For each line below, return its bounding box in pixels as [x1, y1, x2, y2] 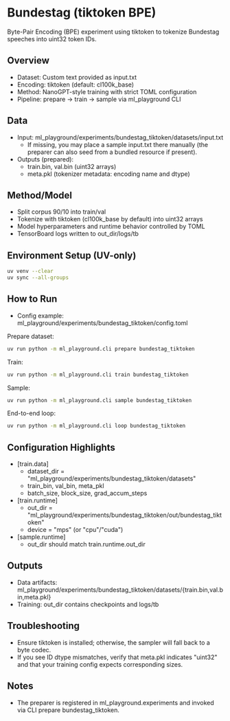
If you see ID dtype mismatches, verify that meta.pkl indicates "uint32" [16, 653, 218, 661]
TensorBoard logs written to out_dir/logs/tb [16, 230, 139, 238]
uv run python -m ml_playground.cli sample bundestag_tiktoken [7, 397, 192, 403]
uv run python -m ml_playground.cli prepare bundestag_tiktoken [7, 345, 195, 352]
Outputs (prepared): [16, 155, 74, 163]
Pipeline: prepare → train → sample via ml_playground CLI [16, 95, 181, 103]
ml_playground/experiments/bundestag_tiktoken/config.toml [16, 318, 188, 327]
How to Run [7, 293, 58, 305]
